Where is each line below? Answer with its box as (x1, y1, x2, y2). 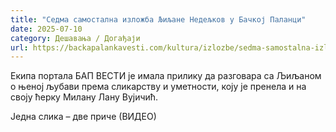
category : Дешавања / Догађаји (10, 33, 141, 43)
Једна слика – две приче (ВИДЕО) (10, 111, 157, 123)
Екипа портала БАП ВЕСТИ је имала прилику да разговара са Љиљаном (10, 70, 322, 82)
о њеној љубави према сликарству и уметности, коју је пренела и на (10, 81, 307, 93)
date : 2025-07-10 (10, 24, 83, 34)
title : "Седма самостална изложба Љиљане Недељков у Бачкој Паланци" (10, 14, 307, 25)
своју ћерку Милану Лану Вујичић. (10, 91, 159, 103)
